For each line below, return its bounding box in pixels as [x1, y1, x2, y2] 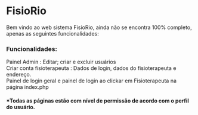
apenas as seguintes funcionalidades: [6, 30, 100, 37]
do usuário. [6, 103, 35, 110]
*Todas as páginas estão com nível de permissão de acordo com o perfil [6, 97, 189, 104]
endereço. [6, 71, 32, 78]
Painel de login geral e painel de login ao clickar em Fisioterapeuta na [6, 77, 177, 84]
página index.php [6, 84, 49, 91]
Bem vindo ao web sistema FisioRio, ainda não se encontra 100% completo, [6, 24, 192, 31]
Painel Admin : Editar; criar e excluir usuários [6, 58, 116, 66]
